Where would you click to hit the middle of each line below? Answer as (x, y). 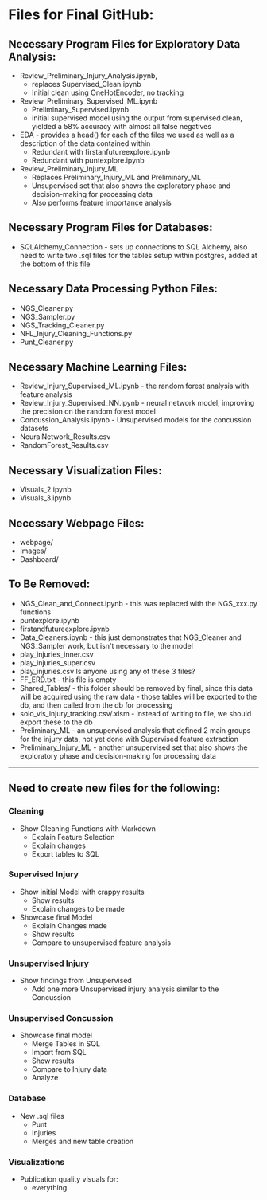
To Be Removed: (49, 584)
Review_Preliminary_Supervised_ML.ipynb (89, 101)
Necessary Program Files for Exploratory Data (124, 44)
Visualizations (37, 1162)
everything (49, 1188)
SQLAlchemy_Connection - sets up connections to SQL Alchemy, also (133, 247)
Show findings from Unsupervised (76, 981)
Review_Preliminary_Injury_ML (69, 169)
